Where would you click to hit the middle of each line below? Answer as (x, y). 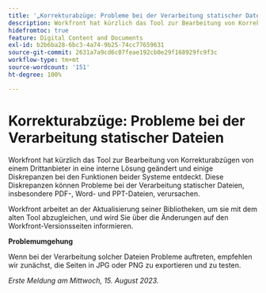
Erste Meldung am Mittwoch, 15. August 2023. (84, 280)
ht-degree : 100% (35, 75)
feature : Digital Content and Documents (76, 38)
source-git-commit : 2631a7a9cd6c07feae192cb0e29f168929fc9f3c (113, 52)
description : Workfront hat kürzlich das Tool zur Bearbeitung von (122, 23)
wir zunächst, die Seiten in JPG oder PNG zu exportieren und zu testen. (125, 265)
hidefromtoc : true (38, 30)
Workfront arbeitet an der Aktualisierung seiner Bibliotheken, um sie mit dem (133, 209)
